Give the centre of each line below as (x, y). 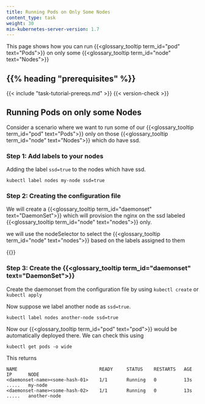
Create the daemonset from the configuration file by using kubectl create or (103, 289)
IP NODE (23, 374)
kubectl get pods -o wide (39, 347)
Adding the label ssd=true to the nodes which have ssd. (76, 169)
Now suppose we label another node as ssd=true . (69, 306)
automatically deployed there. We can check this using (75, 335)
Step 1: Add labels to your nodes (55, 156)
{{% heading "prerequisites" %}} (71, 79)
